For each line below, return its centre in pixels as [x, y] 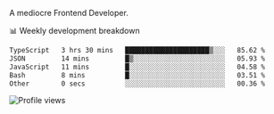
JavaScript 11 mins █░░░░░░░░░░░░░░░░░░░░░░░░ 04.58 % [137, 67]
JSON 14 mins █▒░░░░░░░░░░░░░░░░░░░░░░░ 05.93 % [137, 58]
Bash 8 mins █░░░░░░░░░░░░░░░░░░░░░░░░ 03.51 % [137, 75]
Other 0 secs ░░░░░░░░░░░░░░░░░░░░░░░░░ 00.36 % [137, 84]
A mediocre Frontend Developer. [69, 13]
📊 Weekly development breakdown [75, 31]
